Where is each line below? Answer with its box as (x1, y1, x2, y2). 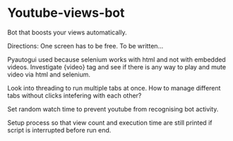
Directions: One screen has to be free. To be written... (7, 41, 164, 50)
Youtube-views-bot (7, 5, 125, 21)
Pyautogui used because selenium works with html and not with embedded (7, 55, 226, 64)
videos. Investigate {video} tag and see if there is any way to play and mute (7, 62, 227, 71)
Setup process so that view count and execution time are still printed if (7, 118, 213, 127)
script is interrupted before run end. (7, 126, 112, 134)
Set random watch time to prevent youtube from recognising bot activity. (7, 105, 219, 113)
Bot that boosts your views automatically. (7, 28, 127, 36)
